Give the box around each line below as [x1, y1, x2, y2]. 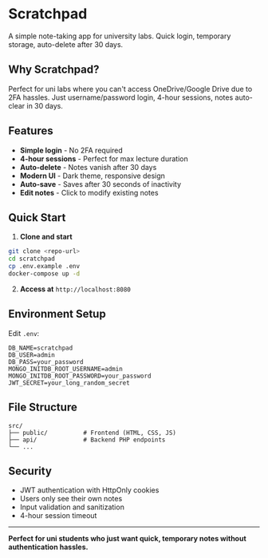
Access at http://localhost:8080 [19, 284, 132, 294]
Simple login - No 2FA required [19, 145, 124, 155]
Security [8, 464, 52, 477]
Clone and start [19, 232, 73, 242]
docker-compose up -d [8, 270, 81, 278]
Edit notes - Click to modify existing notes [19, 188, 159, 197]
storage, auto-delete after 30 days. [8, 39, 124, 49]
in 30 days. [26, 101, 64, 110]
